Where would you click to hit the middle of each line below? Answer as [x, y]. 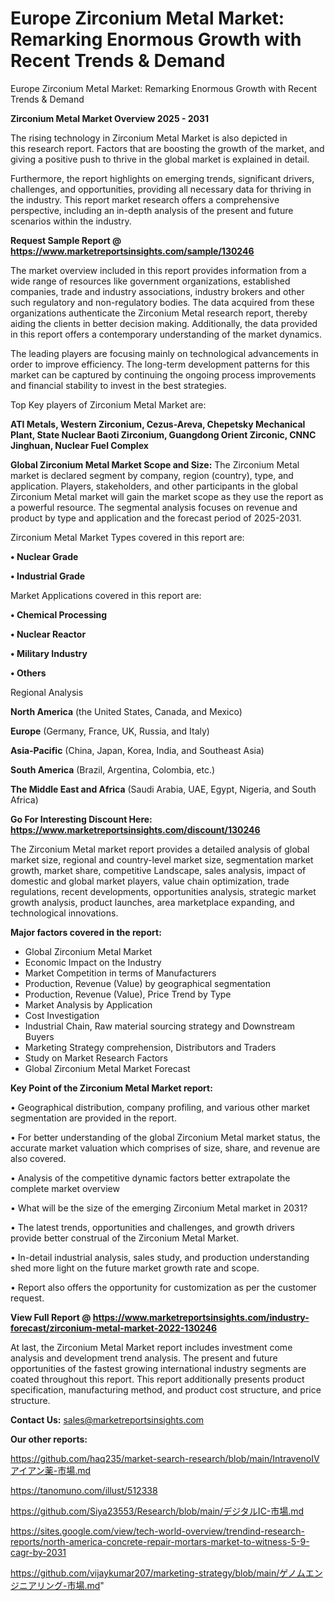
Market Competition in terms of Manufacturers [120, 973]
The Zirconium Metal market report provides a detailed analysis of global [160, 849]
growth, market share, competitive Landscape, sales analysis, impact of [158, 870]
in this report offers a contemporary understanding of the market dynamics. [166, 334]
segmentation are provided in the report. [93, 1118]
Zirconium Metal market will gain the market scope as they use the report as [167, 496]
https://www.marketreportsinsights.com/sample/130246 [132, 251]
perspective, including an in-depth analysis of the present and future [152, 210]
